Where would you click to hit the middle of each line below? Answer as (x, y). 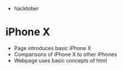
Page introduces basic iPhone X (52, 48)
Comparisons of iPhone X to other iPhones (66, 54)
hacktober (26, 8)
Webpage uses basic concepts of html (60, 60)
